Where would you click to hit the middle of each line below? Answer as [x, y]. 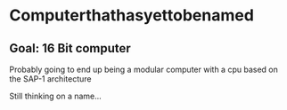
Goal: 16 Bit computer [70, 48]
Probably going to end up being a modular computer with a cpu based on [143, 69]
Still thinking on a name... [56, 96]
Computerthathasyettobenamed [131, 16]
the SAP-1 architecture [50, 79]
